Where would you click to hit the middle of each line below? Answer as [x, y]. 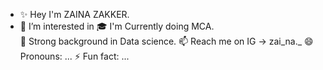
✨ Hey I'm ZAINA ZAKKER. [74, 14]
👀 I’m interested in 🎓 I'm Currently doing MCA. [117, 26]
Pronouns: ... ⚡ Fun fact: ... [74, 56]
